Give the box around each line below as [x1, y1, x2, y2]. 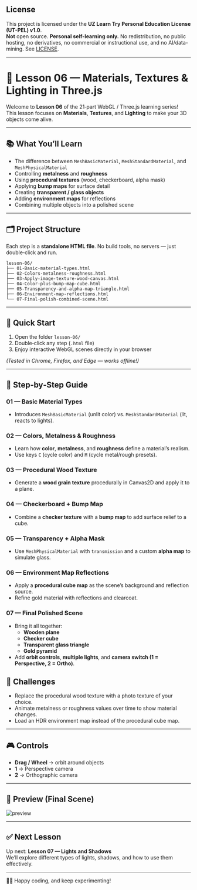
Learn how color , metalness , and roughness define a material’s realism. [14, 445, 190, 452]
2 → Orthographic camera [14, 771, 78, 778]
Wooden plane [23, 628, 60, 636]
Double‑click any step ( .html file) [14, 340, 95, 347]
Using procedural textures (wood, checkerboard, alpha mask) [14, 176, 165, 183]
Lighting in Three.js [6, 84, 103, 97]
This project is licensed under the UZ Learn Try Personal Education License [6, 20, 191, 27]
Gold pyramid [23, 647, 57, 654]
